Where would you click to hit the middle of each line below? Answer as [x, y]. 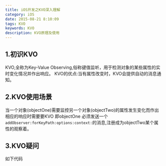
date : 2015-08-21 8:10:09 [32, 19]
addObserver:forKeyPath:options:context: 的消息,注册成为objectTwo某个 [80, 122]
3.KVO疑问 [22, 146]
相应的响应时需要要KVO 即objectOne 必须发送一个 [57, 116]
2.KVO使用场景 [29, 97]
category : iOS [20, 14]
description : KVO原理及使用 [32, 33]
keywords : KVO [20, 28]
